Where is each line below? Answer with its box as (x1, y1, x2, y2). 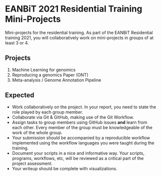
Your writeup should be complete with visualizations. (12, 165, 117, 171)
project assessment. (12, 161, 53, 166)
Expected (5, 91, 35, 100)
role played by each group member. (12, 109, 83, 115)
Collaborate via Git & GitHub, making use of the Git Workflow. (12, 114, 134, 120)
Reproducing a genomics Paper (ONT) (12, 72, 88, 78)
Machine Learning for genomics (12, 67, 76, 73)
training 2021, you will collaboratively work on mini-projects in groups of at (5, 35, 154, 41)
